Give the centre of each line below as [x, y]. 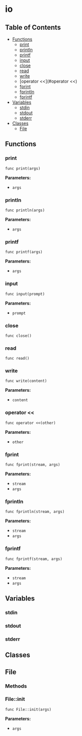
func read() [17, 359]
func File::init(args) [28, 709]
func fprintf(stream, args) [34, 559]
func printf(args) [24, 252]
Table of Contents [33, 27]
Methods [16, 686]
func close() [18, 336]
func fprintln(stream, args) [35, 512]
